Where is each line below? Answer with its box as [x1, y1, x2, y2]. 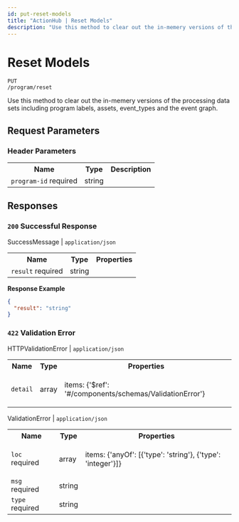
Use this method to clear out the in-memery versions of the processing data [7, 97, 230, 105]
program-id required [11, 176, 78, 186]
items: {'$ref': [64, 380, 110, 390]
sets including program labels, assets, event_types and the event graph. [7, 104, 218, 112]
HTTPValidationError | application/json [7, 344, 124, 353]
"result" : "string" [14, 304, 72, 311]
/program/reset [7, 84, 53, 91]
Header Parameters [7, 146, 77, 156]
